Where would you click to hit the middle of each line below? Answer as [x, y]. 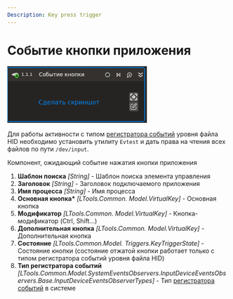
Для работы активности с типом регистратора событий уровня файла [113, 134]
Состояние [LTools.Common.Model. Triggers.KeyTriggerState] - [111, 243]
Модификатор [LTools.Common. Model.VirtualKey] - [94, 213]
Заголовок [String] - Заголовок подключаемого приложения [108, 183]
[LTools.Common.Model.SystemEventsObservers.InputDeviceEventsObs [122, 273]
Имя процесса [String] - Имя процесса [76, 191]
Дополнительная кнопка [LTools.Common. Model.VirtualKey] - [111, 228]
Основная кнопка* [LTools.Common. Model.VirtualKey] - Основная [117, 198]
